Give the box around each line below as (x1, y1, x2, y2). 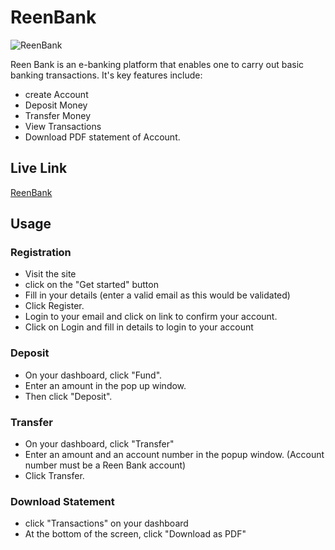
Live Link (10, 160, 68, 177)
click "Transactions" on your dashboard (24, 517, 189, 530)
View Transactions (24, 120, 102, 132)
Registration (10, 246, 72, 260)
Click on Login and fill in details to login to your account (24, 321, 254, 333)
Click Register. (24, 300, 85, 312)
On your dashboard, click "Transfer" (24, 438, 175, 450)
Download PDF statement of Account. (24, 131, 181, 143)
